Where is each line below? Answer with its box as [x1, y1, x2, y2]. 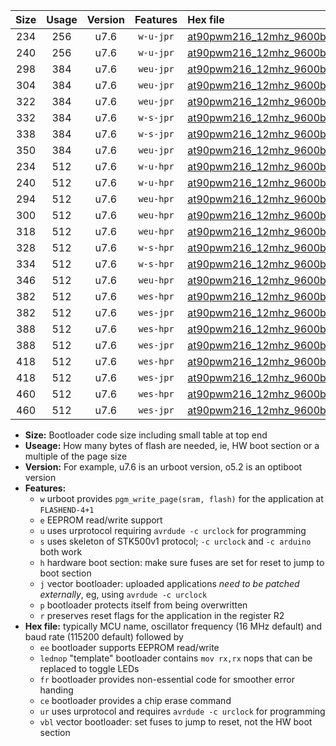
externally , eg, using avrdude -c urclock [39, 589, 208, 600]
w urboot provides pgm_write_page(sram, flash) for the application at [39, 493, 324, 504]
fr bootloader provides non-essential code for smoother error [39, 674, 295, 685]
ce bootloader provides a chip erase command [39, 695, 232, 706]
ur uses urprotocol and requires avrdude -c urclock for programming [39, 705, 326, 717]
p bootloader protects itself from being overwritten [39, 599, 248, 611]
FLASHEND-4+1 [39, 505, 95, 515]
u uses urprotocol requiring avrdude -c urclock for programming [39, 525, 307, 536]
